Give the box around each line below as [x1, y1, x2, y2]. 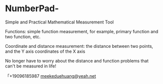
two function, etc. [5, 34, 41, 40]
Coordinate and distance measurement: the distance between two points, [5, 43, 153, 49]
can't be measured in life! [5, 63, 56, 69]
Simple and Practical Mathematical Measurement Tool [5, 19, 114, 25]
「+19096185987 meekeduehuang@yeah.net [5, 73, 96, 79]
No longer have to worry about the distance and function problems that [5, 58, 149, 63]
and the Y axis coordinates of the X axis [5, 48, 86, 54]
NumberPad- [5, 3, 59, 14]
